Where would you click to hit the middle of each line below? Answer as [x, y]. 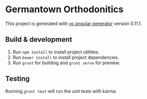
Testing [18, 79]
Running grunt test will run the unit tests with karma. [61, 91]
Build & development [39, 40]
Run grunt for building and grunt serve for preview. [66, 63]
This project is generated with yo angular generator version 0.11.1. [74, 23]
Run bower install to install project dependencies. [66, 57]
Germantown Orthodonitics [64, 9]
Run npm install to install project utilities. [56, 52]
